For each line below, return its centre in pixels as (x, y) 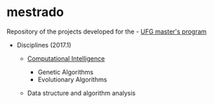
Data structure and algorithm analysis (81, 93)
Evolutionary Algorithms (72, 79)
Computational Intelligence (66, 58)
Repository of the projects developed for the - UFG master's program (107, 31)
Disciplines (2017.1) (44, 45)
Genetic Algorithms (66, 72)
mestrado (35, 12)
